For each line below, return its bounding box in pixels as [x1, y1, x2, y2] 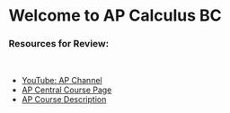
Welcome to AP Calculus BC [8, 5, 222, 26]
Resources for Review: [8, 38, 110, 50]
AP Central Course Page [22, 84, 112, 95]
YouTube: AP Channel [22, 75, 102, 86]
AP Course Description [22, 94, 107, 105]
